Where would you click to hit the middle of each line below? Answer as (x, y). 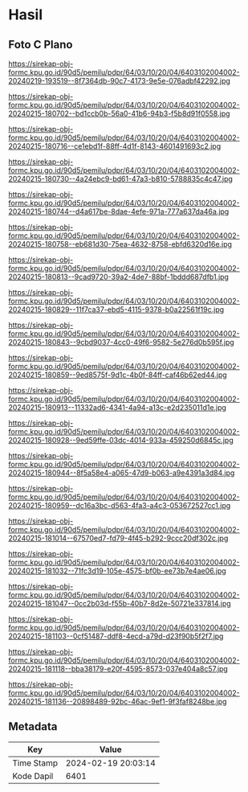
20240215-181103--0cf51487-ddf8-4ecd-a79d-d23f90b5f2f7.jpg (116, 636)
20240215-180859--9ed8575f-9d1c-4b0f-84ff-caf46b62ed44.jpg (118, 375)
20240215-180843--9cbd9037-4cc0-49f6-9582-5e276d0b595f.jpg (121, 342)
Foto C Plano (41, 45)
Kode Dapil (33, 776)
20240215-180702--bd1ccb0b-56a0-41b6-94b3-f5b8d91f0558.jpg (119, 113)
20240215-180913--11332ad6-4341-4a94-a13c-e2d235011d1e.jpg (118, 407)
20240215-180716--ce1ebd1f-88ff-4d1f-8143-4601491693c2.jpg (115, 146)
